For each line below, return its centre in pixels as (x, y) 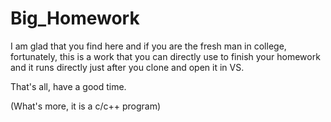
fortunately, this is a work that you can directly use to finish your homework (165, 56)
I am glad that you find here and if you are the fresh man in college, (148, 46)
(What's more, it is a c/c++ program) (85, 106)
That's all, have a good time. (68, 86)
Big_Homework (75, 18)
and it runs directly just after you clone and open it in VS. (127, 67)
